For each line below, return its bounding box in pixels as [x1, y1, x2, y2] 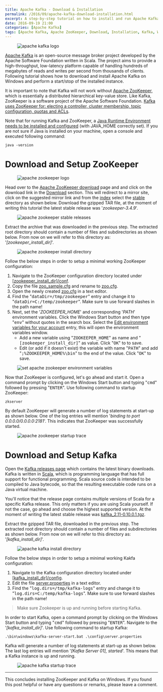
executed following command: [5, 133, 65, 139]
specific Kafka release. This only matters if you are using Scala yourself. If [5, 501, 153, 507]
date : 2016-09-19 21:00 [5, 20, 53, 26]
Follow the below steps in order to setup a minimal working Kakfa [5, 555, 135, 561]
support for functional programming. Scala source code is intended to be [5, 476, 151, 482]
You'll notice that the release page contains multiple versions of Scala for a [5, 496, 155, 501]
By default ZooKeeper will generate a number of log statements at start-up [5, 408, 154, 413]
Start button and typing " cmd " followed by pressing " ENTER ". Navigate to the [5, 620, 158, 625]
